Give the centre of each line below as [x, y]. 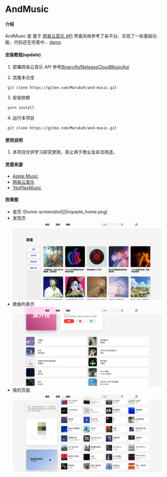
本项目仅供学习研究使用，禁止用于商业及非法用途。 [65, 152]
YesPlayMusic [27, 187]
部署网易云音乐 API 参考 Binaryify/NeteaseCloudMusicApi [71, 67]
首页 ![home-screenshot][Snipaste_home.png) [60, 212]
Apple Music [25, 176]
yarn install [21, 108]
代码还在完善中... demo [37, 42]
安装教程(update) [23, 55]
